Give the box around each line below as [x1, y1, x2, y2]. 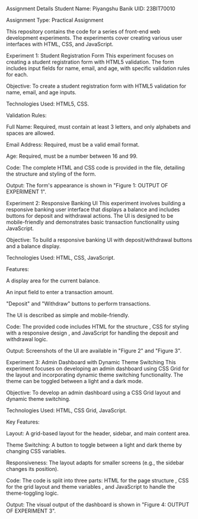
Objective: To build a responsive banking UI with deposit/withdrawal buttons [6, 237, 193, 243]
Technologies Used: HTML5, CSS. [6, 100, 89, 107]
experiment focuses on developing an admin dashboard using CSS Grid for [6, 365, 190, 372]
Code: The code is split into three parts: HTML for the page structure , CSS [6, 477, 189, 484]
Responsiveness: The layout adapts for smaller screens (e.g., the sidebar [6, 459, 184, 466]
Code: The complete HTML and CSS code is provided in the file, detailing [6, 164, 185, 171]
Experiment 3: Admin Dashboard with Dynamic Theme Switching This [6, 359, 176, 365]
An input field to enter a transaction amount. [6, 289, 114, 295]
